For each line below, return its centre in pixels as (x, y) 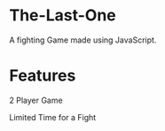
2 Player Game (36, 100)
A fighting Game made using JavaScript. (83, 40)
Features (43, 76)
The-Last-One (63, 15)
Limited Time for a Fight (53, 117)
